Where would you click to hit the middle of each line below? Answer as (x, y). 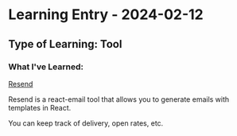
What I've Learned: (46, 67)
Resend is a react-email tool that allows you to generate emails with (119, 99)
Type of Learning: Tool (65, 44)
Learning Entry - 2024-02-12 (106, 15)
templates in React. (40, 107)
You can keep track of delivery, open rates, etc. (86, 123)
